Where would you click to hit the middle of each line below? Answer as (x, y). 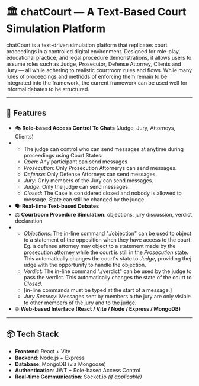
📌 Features (26, 113)
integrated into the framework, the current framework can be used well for (97, 83)
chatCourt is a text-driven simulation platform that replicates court (87, 45)
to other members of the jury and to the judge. (80, 303)
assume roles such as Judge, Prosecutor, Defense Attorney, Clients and (94, 64)
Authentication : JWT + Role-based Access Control (78, 370)
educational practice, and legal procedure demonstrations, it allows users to (99, 57)
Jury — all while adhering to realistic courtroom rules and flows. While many (99, 70)
